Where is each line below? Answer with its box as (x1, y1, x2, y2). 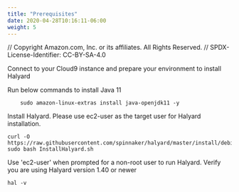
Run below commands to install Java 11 (7, 86, 122, 95)
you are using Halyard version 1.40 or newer (7, 166, 137, 174)
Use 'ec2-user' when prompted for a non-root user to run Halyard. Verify (7, 158, 221, 167)
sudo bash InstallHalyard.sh (7, 146, 94, 153)
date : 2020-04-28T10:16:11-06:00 (7, 17, 107, 24)
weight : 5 (7, 23, 37, 31)
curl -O (7, 133, 31, 141)
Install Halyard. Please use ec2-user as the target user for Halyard (7, 112, 201, 121)
